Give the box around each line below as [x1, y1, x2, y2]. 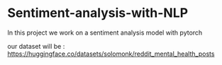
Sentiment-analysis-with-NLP [7, 5, 189, 21]
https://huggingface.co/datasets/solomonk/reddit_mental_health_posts [7, 49, 215, 58]
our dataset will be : [7, 42, 65, 50]
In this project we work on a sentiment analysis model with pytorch [7, 28, 203, 37]
